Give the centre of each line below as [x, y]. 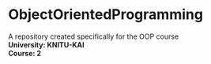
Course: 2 [25, 53]
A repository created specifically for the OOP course [94, 36]
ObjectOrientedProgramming [106, 15]
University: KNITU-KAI [46, 44]
